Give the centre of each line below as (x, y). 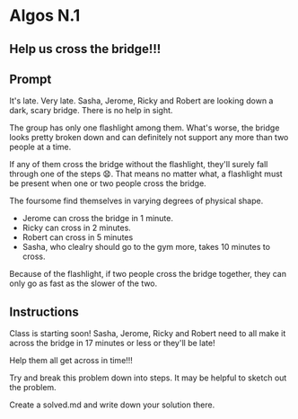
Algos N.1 (45, 16)
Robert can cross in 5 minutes (78, 237)
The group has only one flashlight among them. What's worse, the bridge (145, 128)
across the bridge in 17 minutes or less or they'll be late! (112, 343)
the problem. (33, 388)
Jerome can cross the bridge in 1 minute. (97, 218)
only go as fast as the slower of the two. (83, 283)
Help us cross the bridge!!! (85, 49)
